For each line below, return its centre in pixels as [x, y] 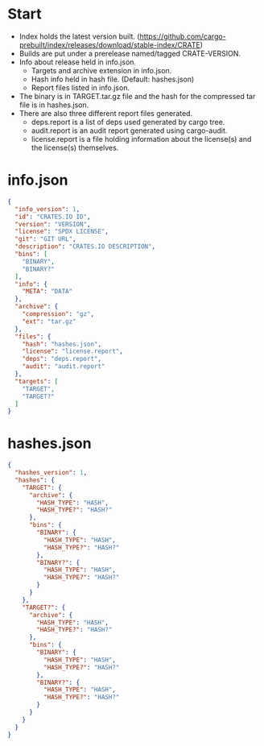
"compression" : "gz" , [58, 314]
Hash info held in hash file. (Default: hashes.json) [113, 79]
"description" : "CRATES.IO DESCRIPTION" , [85, 247]
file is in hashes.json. [54, 105]
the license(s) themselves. [75, 147]
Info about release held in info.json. [78, 62]
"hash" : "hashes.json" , [62, 344]
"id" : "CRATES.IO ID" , [53, 217]
